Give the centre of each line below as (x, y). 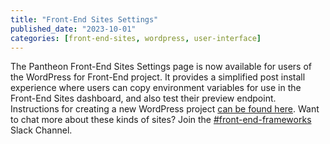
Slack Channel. (41, 130)
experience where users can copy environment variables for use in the (156, 88)
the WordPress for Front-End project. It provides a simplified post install (158, 77)
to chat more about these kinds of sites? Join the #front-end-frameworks (161, 120)
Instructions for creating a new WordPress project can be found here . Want (165, 109)
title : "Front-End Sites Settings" (84, 19)
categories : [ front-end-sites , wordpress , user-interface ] (136, 38)
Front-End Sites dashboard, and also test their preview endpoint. (143, 98)
